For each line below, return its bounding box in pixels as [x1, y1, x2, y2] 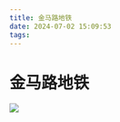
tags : [9, 30, 30, 39]
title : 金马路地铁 [9, 13, 73, 23]
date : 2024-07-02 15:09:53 [9, 22, 112, 31]
